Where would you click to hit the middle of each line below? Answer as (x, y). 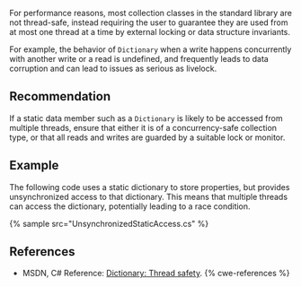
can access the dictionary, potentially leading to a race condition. (130, 206)
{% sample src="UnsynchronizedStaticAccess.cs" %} (109, 223)
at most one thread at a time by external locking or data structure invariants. (150, 32)
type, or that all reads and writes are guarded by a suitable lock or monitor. (147, 137)
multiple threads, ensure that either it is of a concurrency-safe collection (143, 127)
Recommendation (60, 96)
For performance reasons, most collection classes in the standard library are (150, 13)
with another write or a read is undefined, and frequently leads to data (139, 59)
